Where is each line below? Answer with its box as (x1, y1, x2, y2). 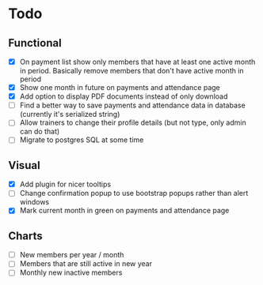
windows (19, 197, 50, 207)
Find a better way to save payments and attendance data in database (19, 100, 246, 111)
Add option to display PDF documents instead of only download (19, 92, 228, 101)
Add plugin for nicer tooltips (19, 179, 112, 189)
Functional (8, 36, 62, 50)
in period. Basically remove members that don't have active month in (19, 66, 244, 76)
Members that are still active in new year (19, 259, 153, 268)
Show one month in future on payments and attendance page (19, 83, 220, 92)
